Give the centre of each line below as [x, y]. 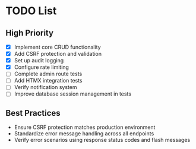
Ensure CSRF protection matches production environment [85, 127]
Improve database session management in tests [73, 94]
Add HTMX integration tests [48, 81]
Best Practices [33, 113]
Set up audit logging [39, 61]
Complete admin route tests [48, 74]
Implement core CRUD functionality [58, 47]
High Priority [30, 33]
